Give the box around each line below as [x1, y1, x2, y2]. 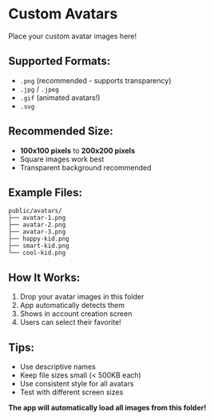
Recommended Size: [8, 125, 113, 138]
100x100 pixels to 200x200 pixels [19, 146, 136, 155]
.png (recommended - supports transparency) [19, 75, 172, 85]
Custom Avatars [8, 5, 118, 23]
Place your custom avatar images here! [8, 31, 137, 41]
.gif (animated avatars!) [19, 93, 101, 102]
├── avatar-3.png [8, 228, 66, 236]
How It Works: [8, 270, 81, 284]
